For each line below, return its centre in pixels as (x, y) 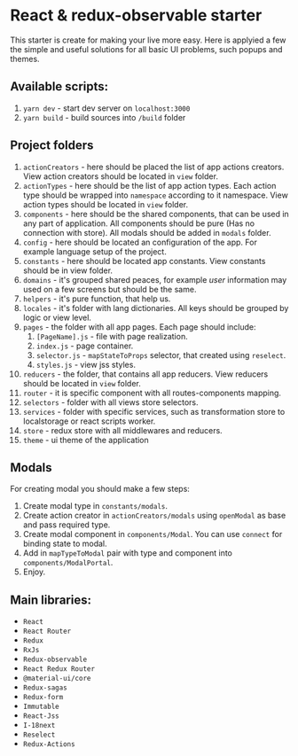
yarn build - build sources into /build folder (104, 117)
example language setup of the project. (94, 251)
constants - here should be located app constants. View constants (144, 261)
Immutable (41, 707)
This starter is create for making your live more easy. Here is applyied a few (148, 40)
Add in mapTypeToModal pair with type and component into (128, 553)
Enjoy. (34, 572)
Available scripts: (59, 86)
